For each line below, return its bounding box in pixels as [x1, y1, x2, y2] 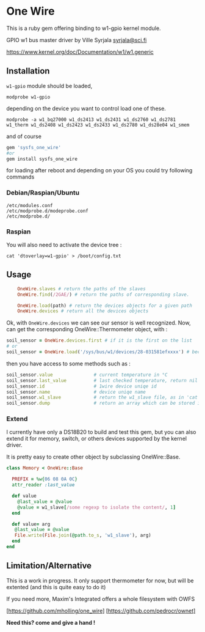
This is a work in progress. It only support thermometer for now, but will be [6, 576, 194, 584]
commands [6, 173, 35, 181]
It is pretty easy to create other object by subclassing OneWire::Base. [6, 454, 181, 461]
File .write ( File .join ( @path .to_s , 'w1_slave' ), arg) [14, 532, 151, 538]
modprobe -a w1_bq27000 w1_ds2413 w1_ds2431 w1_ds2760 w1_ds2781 [6, 116, 176, 123]
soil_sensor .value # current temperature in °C [6, 372, 168, 378]
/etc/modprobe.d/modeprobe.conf [6, 208, 88, 214]
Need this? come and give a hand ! [6, 619, 96, 626]
